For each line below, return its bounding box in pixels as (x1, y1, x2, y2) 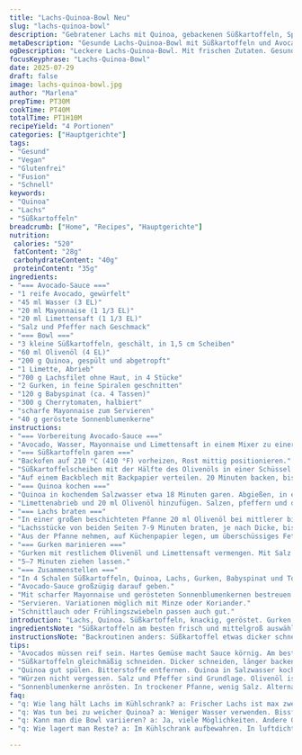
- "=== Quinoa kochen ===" (9, 481, 111, 490)
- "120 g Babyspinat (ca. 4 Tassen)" (9, 390, 151, 399)
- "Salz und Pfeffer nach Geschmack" (9, 323, 151, 332)
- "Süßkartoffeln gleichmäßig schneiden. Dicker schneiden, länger (9, 658, 268, 667)
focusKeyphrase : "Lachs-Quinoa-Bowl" (9, 55, 151, 64)
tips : (9, 641, 30, 650)
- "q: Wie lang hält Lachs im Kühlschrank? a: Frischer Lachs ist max (9, 699, 280, 708)
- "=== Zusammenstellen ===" (9, 565, 119, 574)
